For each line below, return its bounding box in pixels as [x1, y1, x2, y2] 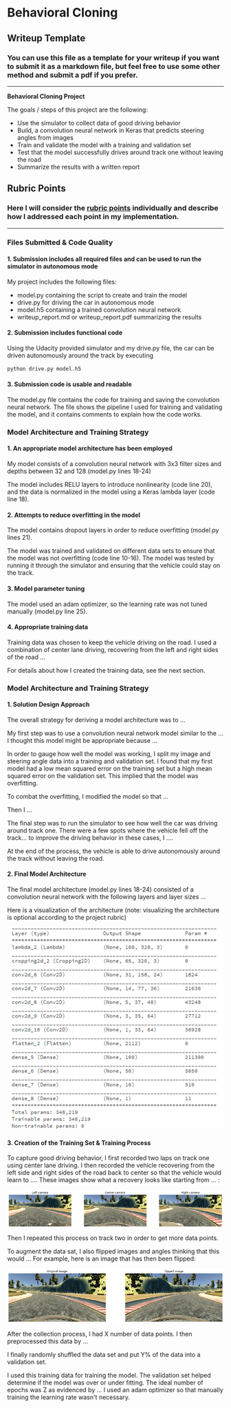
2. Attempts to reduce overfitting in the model [7, 511, 141, 519]
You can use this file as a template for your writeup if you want [7, 53, 220, 63]
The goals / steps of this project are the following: [7, 105, 148, 114]
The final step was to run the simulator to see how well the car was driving [7, 819, 218, 827]
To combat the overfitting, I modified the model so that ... [7, 792, 168, 800]
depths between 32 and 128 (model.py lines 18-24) [7, 467, 151, 476]
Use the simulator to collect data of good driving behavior [16, 118, 181, 127]
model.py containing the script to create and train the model [16, 291, 188, 299]
